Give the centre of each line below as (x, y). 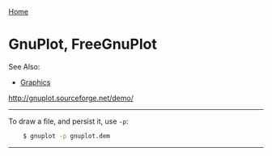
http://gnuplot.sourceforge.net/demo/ (71, 98)
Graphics (35, 82)
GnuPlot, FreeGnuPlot (83, 44)
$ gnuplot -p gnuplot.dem (67, 136)
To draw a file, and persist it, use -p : (68, 121)
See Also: (24, 66)
